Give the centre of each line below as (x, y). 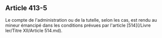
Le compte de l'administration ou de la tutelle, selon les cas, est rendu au (81, 20)
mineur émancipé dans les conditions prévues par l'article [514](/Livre (78, 25)
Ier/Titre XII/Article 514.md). (34, 30)
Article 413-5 (26, 8)
